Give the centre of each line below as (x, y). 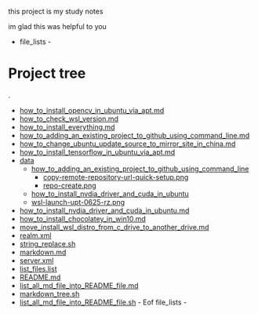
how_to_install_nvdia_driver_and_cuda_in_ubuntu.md (104, 210)
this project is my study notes (56, 11)
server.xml (36, 260)
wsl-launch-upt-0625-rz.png (78, 202)
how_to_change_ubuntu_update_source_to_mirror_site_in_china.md (127, 144)
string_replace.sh (47, 243)
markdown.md (43, 252)
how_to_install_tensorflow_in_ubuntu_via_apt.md (97, 152)
